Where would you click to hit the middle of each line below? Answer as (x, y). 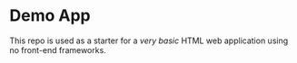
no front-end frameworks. (58, 49)
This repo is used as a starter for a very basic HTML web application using (149, 40)
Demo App (50, 16)
